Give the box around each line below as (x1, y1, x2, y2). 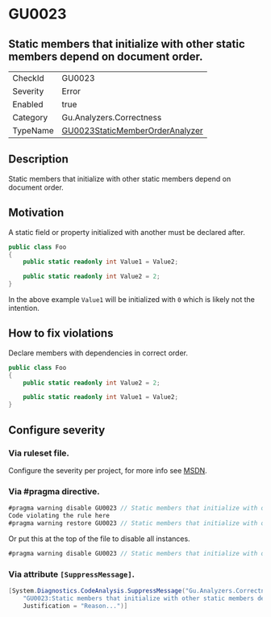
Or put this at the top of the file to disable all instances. (8, 534, 191, 544)
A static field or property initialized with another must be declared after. (8, 227, 246, 237)
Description (8, 153, 69, 166)
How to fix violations (8, 326, 114, 340)
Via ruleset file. (8, 447, 70, 459)
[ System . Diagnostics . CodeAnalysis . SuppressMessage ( (8, 586, 186, 594)
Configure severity (8, 423, 106, 437)
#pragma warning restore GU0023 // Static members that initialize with (8, 518, 258, 527)
